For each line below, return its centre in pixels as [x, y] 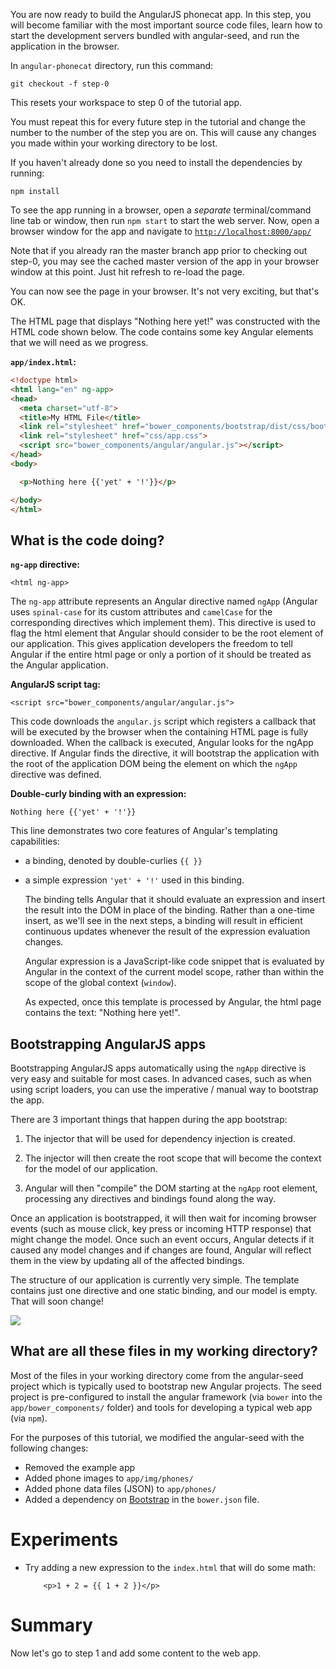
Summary [51, 1625]
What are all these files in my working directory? [164, 1351]
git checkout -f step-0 [60, 84]
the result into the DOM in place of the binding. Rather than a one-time [169, 910]
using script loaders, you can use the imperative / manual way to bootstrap [164, 1089]
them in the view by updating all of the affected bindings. [127, 1260]
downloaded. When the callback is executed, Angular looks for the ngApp [162, 743]
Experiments [64, 1540]
